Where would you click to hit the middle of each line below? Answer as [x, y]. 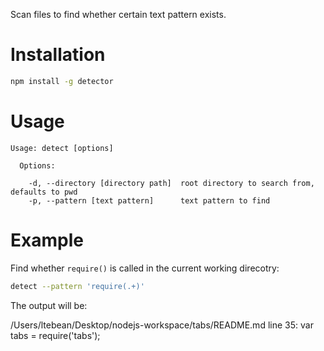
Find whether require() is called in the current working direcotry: [145, 268]
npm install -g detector [62, 81]
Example [47, 240]
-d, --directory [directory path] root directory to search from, [171, 183]
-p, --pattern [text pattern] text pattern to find [149, 200]
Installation [58, 55]
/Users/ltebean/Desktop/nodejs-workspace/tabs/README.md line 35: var [162, 325]
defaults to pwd [44, 192]
